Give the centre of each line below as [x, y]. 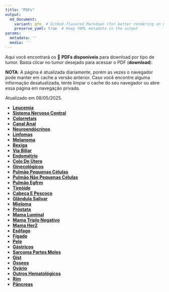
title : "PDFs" [20, 10]
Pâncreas [23, 284]
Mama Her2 [25, 225]
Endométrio [25, 156]
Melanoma [24, 139]
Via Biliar [22, 150]
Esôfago [21, 231]
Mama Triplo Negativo [36, 220]
